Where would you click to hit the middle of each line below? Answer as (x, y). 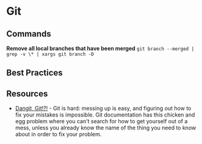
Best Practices (34, 73)
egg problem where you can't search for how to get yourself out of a (101, 121)
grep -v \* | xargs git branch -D (50, 54)
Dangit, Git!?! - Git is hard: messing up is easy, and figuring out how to (103, 109)
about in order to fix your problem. (58, 134)
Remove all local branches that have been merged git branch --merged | (100, 48)
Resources (27, 94)
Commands (29, 34)
